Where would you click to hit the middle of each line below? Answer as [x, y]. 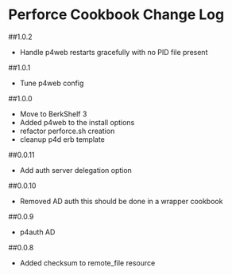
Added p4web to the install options [77, 122]
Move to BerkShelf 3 [53, 114]
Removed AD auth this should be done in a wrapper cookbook [121, 201]
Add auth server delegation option [76, 170]
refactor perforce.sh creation [67, 131]
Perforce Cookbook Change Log [116, 15]
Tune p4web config [52, 83]
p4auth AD [37, 232]
